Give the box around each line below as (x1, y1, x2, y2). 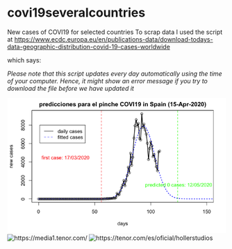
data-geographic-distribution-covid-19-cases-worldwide (7, 42, 170, 51)
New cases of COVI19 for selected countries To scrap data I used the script (7, 28, 223, 36)
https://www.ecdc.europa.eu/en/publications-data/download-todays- (14, 35, 213, 43)
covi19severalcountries (7, 5, 146, 21)
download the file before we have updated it (7, 84, 134, 92)
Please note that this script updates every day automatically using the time (7, 69, 222, 78)
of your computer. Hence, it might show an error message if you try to (7, 76, 208, 85)
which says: (7, 55, 42, 64)
